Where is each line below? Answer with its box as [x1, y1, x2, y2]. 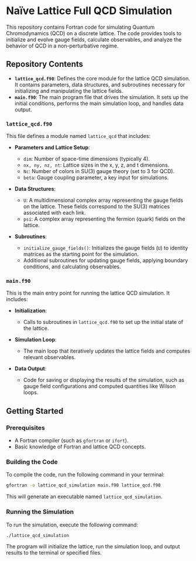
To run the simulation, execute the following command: [6, 521, 139, 528]
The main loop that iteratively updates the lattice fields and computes [23, 347, 191, 354]
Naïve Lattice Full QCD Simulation [6, 4, 173, 18]
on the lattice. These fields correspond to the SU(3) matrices [23, 203, 170, 210]
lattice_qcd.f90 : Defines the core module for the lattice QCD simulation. [14, 75, 190, 82]
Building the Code [6, 458, 59, 466]
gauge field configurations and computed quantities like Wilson [23, 383, 176, 390]
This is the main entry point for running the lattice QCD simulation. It [6, 289, 170, 297]
